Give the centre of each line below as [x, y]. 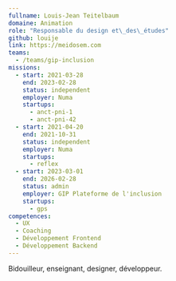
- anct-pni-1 [51, 113]
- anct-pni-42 [53, 120]
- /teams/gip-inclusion [55, 61]
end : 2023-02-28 [50, 82]
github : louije [33, 38]
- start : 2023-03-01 [49, 172]
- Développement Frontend [59, 239]
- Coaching [33, 231]
